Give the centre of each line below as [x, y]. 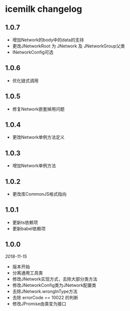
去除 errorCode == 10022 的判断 [45, 297]
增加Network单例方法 [34, 166]
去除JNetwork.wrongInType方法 [45, 291]
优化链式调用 [25, 81]
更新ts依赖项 [25, 222]
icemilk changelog [44, 9]
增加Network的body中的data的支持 [48, 40]
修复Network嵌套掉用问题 [39, 109]
